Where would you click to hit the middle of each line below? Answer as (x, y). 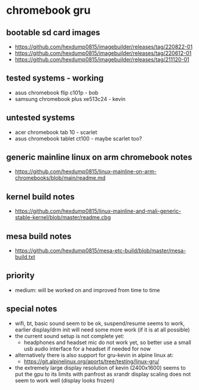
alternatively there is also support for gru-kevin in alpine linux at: (94, 355)
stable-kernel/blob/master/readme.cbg (63, 217)
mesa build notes (39, 236)
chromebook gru (48, 10)
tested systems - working (55, 78)
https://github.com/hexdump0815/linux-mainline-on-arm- (86, 171)
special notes (32, 309)
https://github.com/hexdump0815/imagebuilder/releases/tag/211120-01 (102, 59)
